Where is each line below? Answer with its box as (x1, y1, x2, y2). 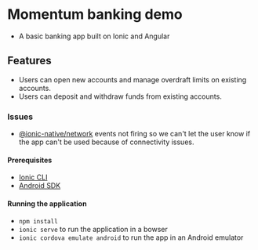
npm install (18, 218, 58, 226)
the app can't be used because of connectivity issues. (18, 137, 194, 147)
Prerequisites (7, 155, 53, 165)
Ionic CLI (18, 172, 48, 182)
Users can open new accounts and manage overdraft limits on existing (18, 74, 247, 84)
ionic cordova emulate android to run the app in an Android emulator (18, 233, 244, 242)
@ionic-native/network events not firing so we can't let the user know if (18, 129, 251, 139)
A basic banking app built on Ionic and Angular (18, 31, 170, 41)
